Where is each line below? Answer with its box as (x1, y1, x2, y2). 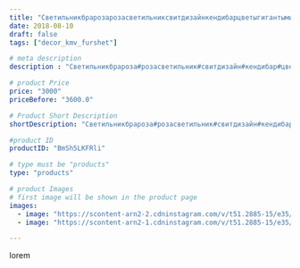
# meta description (9, 54, 82, 63)
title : (9, 13, 34, 22)
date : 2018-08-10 (9, 21, 74, 30)
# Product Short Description (9, 111, 118, 121)
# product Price (9, 79, 70, 88)
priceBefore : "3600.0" (9, 95, 94, 104)
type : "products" (9, 169, 74, 178)
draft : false (9, 29, 58, 38)
